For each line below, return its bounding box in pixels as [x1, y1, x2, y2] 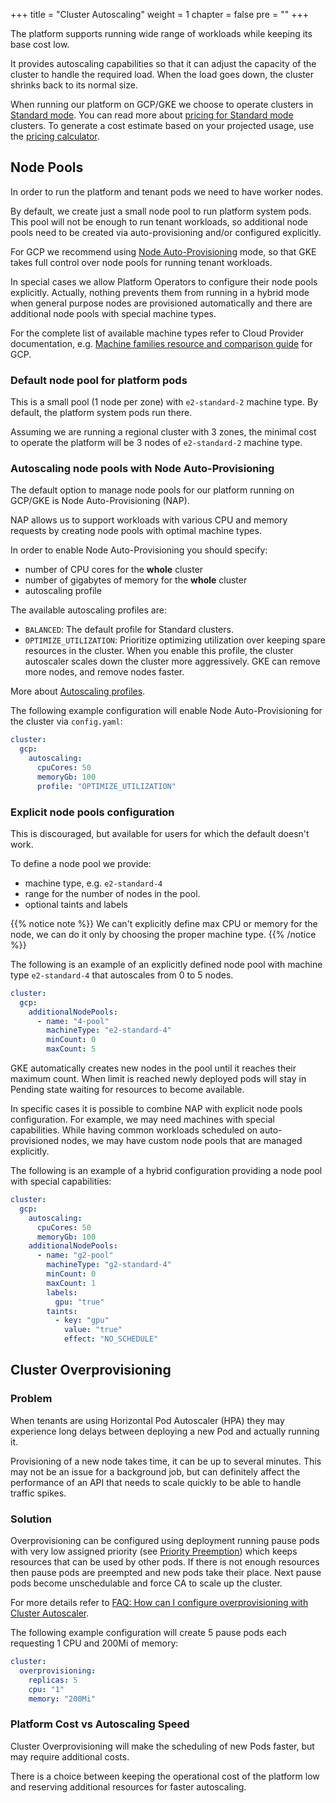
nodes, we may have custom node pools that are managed [61, 1135, 303, 1147]
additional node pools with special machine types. [10, 307, 217, 319]
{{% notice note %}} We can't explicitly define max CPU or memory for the [10, 917, 318, 929]
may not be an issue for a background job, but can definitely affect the [10, 1465, 301, 1478]
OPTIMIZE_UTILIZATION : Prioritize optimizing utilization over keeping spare [24, 634, 326, 646]
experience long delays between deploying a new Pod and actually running [10, 1425, 320, 1437]
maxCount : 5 [46, 1044, 97, 1054]
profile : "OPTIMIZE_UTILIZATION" [36, 781, 177, 791]
